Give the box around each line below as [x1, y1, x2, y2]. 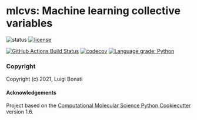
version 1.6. [6, 108, 34, 115]
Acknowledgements [6, 89, 57, 96]
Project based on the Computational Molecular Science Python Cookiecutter [6, 102, 191, 109]
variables [6, 16, 53, 30]
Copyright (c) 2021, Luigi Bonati [6, 75, 83, 83]
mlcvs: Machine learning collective [6, 4, 181, 18]
